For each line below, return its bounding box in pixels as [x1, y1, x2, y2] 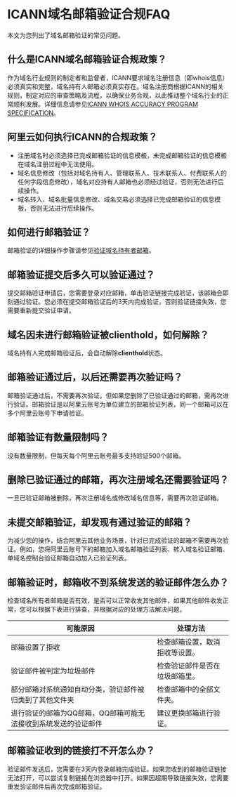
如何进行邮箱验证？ [7, 226, 91, 238]
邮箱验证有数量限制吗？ [7, 431, 109, 443]
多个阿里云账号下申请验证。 [7, 409, 88, 417]
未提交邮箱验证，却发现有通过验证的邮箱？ [7, 516, 192, 528]
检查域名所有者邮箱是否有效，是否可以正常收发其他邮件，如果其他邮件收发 [7, 596, 223, 605]
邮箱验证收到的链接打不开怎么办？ [7, 745, 155, 757]
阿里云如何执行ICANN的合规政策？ [7, 131, 158, 143]
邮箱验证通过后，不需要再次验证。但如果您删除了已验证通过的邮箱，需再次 [7, 391, 223, 400]
